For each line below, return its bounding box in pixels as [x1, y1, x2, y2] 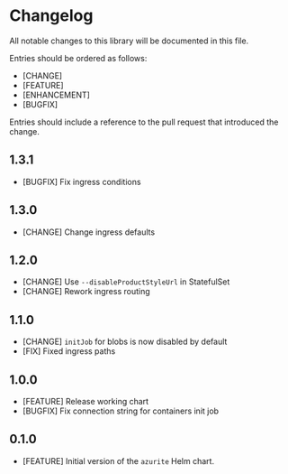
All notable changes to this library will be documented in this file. [9, 35, 249, 46]
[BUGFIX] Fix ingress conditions [22, 176, 141, 187]
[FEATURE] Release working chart [22, 396, 149, 406]
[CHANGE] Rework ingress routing [22, 286, 150, 297]
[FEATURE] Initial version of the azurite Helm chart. [22, 455, 214, 466]
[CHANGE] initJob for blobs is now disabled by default [22, 336, 228, 348]
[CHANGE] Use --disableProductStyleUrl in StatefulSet [22, 276, 230, 287]
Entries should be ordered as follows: [9, 52, 148, 63]
